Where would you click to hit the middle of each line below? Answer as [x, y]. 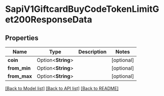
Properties [22, 38]
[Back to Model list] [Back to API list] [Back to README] [62, 88]
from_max [20, 76]
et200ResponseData [49, 20]
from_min [19, 68]
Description [92, 52]
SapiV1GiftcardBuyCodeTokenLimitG [82, 9]
